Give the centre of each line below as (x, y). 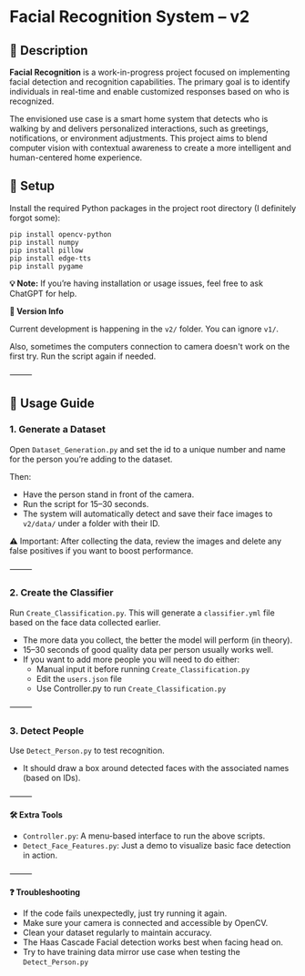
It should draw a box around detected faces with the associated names (156, 768)
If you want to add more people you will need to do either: (131, 659)
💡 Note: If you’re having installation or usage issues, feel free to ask (137, 283)
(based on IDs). (51, 778)
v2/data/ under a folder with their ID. (91, 523)
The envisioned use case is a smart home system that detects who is (139, 119)
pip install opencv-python (61, 234)
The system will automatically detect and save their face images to (147, 513)
